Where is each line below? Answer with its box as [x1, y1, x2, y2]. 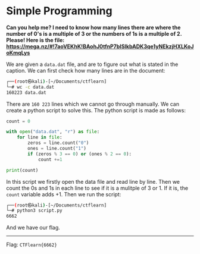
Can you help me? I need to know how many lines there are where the [6, 24, 181, 31]
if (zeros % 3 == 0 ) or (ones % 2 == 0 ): [27, 150, 132, 157]
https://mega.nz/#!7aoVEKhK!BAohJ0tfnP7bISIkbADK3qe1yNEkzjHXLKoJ [6, 43, 194, 50]
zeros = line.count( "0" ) [27, 140, 89, 146]
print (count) [6, 167, 39, 173]
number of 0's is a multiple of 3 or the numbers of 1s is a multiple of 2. [6, 30, 182, 37]
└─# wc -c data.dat [6, 84, 55, 90]
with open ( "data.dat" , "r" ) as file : [6, 129, 100, 135]
